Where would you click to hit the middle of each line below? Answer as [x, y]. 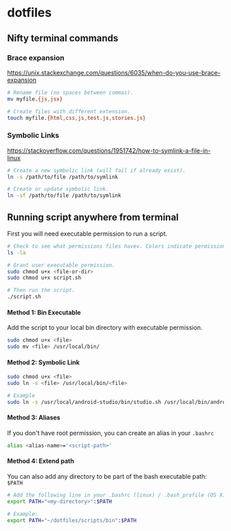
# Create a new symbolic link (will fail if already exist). [97, 170]
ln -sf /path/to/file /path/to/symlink [64, 196]
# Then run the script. [41, 291]
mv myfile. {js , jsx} [35, 99]
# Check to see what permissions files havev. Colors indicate [100, 246]
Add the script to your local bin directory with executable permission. [105, 328]
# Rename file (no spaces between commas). [70, 92]
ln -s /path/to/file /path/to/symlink [63, 177]
